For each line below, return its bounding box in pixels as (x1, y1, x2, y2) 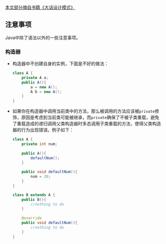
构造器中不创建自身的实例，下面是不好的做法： (12, 60, 109, 66)
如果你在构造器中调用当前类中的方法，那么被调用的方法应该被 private (12, 108, 155, 114)
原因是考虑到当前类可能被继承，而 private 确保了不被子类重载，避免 (21, 114, 160, 120)
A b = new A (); (30, 89, 62, 94)
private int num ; (21, 141, 58, 146)
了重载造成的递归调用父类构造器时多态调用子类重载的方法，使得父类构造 (12, 120, 161, 126)
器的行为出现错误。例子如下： (12, 127, 74, 133)
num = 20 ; (30, 174, 51, 179)
